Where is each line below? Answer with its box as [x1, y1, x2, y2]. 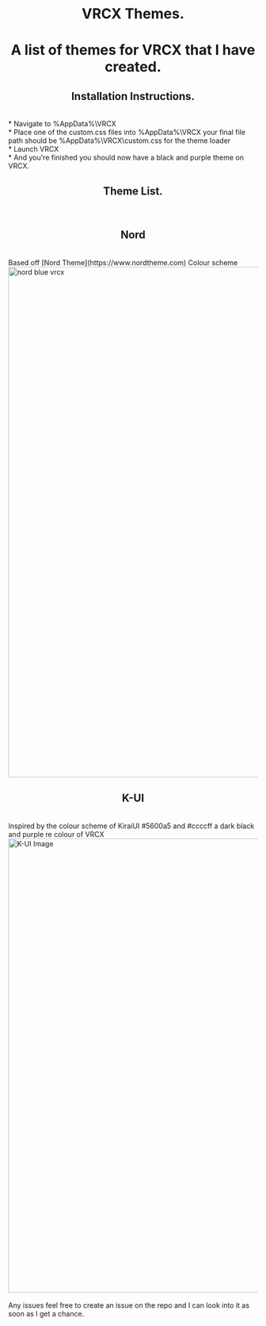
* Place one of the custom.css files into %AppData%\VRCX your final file [8, 128, 245, 137]
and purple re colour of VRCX [8, 829, 104, 838]
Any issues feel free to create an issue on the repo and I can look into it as [8, 1300, 250, 1310]
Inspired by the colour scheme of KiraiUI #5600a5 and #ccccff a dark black [8, 821, 255, 831]
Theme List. [102, 184, 164, 198]
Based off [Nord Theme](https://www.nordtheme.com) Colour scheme [8, 257, 238, 267]
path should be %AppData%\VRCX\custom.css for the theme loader [8, 136, 231, 145]
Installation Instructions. [70, 89, 196, 103]
